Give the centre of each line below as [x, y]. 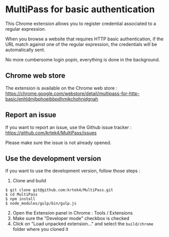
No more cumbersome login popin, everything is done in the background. [83, 59]
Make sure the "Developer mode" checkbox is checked [71, 219]
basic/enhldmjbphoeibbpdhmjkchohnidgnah [52, 99]
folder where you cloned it [40, 229]
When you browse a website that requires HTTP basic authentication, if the [84, 39]
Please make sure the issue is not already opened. [58, 143]
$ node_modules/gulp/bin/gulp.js [41, 204]
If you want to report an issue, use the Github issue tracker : [69, 127]
